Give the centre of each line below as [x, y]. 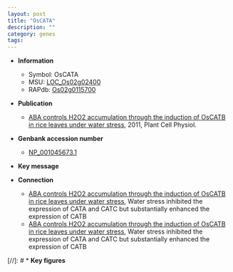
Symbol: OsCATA [53, 75]
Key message [38, 166]
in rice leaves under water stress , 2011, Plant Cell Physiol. [113, 125]
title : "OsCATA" [31, 21]
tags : [15, 41]
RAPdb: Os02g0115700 [62, 90]
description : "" [31, 27]
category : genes [31, 34]
